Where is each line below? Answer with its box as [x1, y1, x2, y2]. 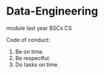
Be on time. [15, 47, 44, 55]
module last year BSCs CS [6, 24, 72, 32]
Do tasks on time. [15, 61, 60, 68]
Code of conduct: [6, 36, 50, 43]
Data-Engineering [6, 4, 99, 18]
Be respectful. [15, 54, 50, 61]
